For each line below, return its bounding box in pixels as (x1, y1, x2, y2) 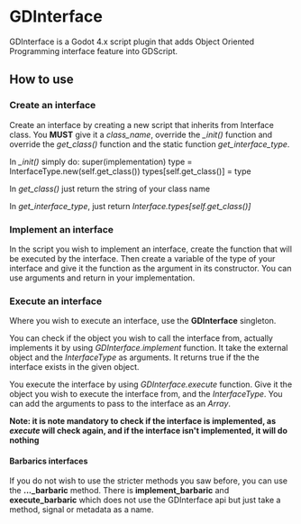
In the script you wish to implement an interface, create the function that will (9, 244, 293, 254)
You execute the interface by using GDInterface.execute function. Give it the (9, 379, 293, 390)
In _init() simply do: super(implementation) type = (9, 156, 193, 167)
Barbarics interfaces (9, 455, 88, 466)
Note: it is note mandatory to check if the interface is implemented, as (9, 416, 277, 427)
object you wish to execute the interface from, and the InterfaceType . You (9, 389, 283, 400)
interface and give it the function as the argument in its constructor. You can (9, 262, 292, 273)
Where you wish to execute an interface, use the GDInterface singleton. (9, 316, 277, 326)
